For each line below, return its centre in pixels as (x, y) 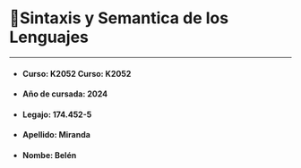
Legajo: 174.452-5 (57, 114)
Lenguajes (49, 37)
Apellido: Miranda (56, 135)
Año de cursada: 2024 (65, 94)
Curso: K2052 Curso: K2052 (77, 73)
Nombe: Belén (49, 155)
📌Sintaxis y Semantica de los (119, 18)
